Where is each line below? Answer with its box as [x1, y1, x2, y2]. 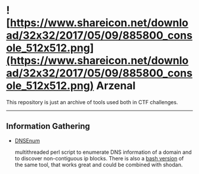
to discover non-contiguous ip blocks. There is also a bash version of [14, 154, 184, 162]
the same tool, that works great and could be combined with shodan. [14, 161, 183, 168]
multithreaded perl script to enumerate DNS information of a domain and [14, 149, 192, 156]
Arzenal [96, 79, 136, 92]
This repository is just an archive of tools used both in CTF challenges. [6, 98, 178, 105]
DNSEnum [14, 137, 40, 144]
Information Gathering [6, 121, 91, 131]
